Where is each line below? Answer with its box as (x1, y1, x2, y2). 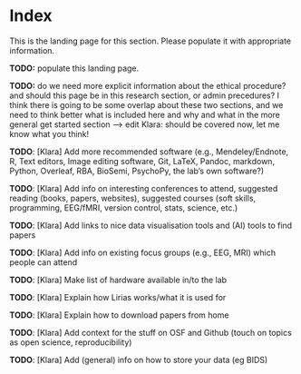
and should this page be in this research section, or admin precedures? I (9, 90, 279, 101)
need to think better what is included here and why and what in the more (9, 109, 281, 120)
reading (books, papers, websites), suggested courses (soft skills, (9, 192, 257, 203)
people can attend (9, 256, 78, 268)
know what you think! (9, 128, 90, 139)
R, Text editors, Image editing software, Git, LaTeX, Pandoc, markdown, (9, 155, 275, 166)
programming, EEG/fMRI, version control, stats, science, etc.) (9, 202, 238, 213)
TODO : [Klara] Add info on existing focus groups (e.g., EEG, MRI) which (9, 247, 277, 258)
